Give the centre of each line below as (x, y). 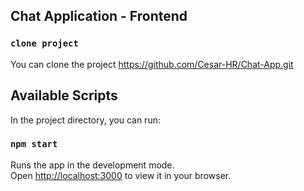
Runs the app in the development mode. (92, 165)
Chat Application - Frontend (99, 16)
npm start (34, 144)
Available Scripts (64, 95)
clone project (44, 43)
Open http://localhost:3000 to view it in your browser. (121, 175)
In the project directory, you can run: (85, 120)
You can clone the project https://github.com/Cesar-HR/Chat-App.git (152, 64)
